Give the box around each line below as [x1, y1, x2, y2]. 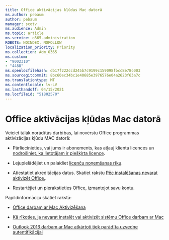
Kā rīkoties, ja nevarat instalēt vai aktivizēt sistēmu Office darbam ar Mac [12, 214, 164, 220]
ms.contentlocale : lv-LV [5, 82, 57, 87]
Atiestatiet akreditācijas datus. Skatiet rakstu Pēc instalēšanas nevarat [12, 170, 158, 176]
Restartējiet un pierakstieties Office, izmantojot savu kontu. [12, 185, 135, 191]
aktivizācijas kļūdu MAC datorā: [5, 135, 70, 141]
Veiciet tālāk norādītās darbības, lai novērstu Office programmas [5, 130, 139, 136]
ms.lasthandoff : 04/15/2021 [5, 87, 64, 92]
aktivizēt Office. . [12, 175, 47, 181]
